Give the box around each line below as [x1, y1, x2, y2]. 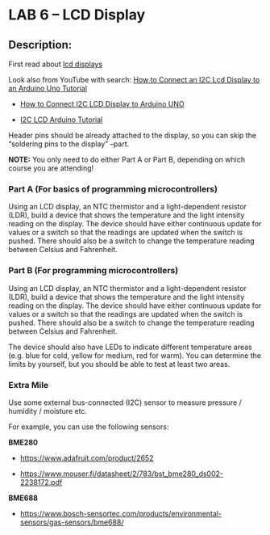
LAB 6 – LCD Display [8, 6, 146, 24]
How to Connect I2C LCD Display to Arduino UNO [19, 99, 185, 108]
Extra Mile [8, 379, 49, 390]
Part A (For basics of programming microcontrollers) [8, 183, 218, 195]
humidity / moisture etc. [8, 406, 87, 415]
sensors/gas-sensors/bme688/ [19, 517, 124, 527]
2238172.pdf [19, 477, 63, 487]
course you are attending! [8, 163, 94, 173]
